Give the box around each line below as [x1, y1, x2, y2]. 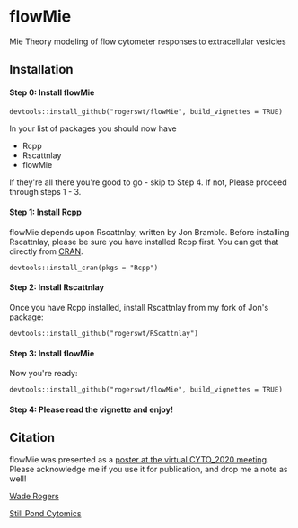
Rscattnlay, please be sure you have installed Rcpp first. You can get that [9, 236, 279, 247]
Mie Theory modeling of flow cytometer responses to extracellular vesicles [9, 36, 286, 47]
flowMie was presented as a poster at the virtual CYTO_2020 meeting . [9, 453, 269, 464]
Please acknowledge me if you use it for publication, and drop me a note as [9, 463, 288, 474]
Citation [9, 430, 56, 445]
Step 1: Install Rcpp [9, 207, 83, 217]
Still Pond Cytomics [9, 507, 82, 518]
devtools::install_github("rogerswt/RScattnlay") [9, 329, 199, 338]
